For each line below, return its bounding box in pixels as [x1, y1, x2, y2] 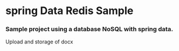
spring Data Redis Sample [5, 4, 134, 18]
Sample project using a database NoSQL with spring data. [5, 25, 174, 33]
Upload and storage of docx [5, 38, 73, 45]
